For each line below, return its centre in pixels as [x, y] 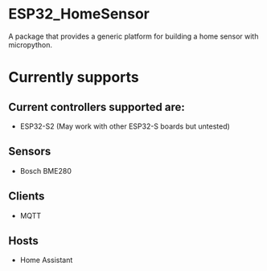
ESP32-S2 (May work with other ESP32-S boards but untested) [125, 126]
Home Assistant [46, 260]
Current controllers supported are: [97, 107]
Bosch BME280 [46, 170]
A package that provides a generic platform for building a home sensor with [133, 36]
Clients [27, 197]
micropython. [31, 44]
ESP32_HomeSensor [79, 14]
